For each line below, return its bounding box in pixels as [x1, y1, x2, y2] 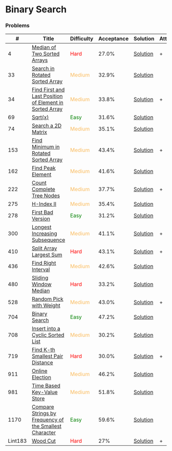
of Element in [31, 99, 64, 106]
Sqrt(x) [31, 114, 49, 121]
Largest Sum [31, 251, 62, 258]
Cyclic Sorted [31, 331, 64, 339]
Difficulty [70, 35, 94, 42]
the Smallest [31, 423, 62, 430]
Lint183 [8, 438, 27, 445]
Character [31, 429, 56, 436]
